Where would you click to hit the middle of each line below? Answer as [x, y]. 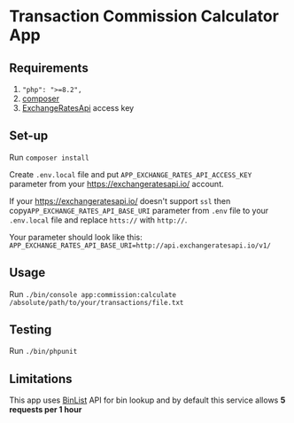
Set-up [29, 136]
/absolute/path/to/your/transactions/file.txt [97, 302]
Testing [31, 330]
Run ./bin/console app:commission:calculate [93, 294]
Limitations [41, 379]
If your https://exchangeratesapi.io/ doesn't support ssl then [120, 200]
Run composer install [50, 157]
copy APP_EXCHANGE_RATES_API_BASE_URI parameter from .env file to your [139, 210]
